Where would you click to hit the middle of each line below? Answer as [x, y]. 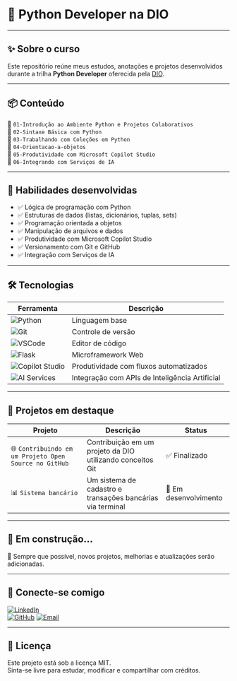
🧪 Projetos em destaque [61, 410]
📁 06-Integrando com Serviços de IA [61, 161]
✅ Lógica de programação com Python [74, 207]
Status [196, 430]
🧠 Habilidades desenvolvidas [72, 190]
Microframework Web [108, 355]
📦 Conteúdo [36, 103]
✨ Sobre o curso [44, 49]
